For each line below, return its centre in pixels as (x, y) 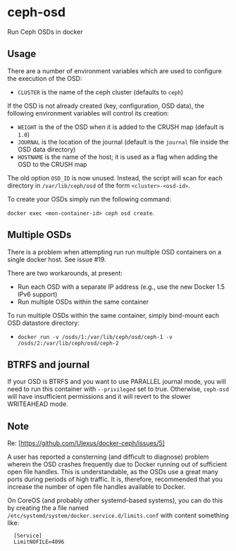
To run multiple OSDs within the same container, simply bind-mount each (113, 315)
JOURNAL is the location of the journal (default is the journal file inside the (123, 142)
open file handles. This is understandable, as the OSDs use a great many (113, 472)
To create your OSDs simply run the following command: (89, 199)
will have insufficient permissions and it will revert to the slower (99, 397)
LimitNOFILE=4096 (39, 542)
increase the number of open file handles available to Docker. (97, 487)
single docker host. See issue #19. (57, 259)
